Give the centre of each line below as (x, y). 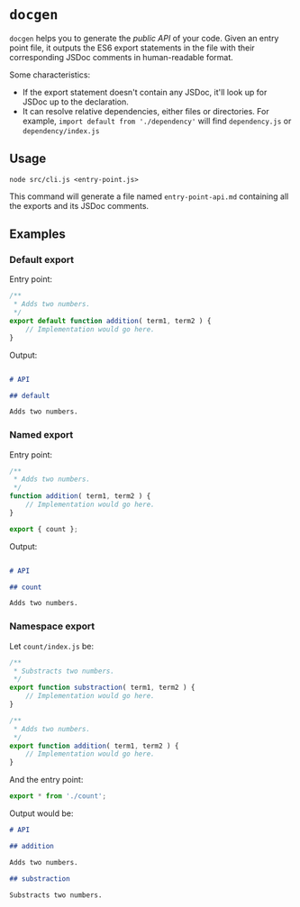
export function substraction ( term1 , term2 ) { (102, 688)
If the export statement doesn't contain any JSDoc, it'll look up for (145, 92)
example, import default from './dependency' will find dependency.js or (157, 121)
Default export (42, 260)
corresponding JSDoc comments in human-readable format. (122, 57)
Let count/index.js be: (52, 646)
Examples (37, 235)
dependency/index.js (61, 131)
